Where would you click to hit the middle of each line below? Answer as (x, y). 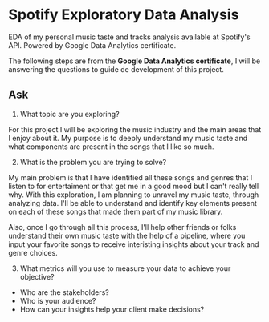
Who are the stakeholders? (65, 292)
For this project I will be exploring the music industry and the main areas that (135, 129)
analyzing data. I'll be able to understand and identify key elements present (132, 203)
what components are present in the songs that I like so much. (111, 147)
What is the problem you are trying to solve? (93, 162)
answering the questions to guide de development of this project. (116, 69)
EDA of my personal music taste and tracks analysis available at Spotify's (129, 37)
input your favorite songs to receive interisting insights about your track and (134, 244)
